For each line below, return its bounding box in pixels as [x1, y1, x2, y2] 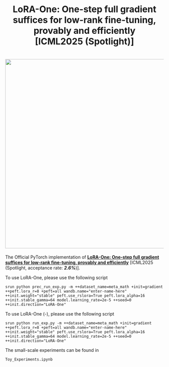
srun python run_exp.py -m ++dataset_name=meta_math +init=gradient [5, 321, 152, 326]
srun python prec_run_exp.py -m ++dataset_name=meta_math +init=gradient [5, 284, 163, 290]
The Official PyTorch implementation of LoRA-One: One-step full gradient [5, 254, 159, 260]
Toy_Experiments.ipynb [5, 357, 53, 362]
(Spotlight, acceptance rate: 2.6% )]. [5, 265, 80, 271]
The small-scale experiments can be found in [5, 347, 99, 353]
